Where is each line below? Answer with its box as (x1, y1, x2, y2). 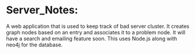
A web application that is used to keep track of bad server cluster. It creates (6, 23, 190, 30)
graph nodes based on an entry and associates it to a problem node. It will (6, 28, 186, 35)
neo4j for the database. (6, 41, 63, 48)
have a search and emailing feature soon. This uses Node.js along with (6, 35, 177, 42)
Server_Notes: (6, 3, 78, 17)
